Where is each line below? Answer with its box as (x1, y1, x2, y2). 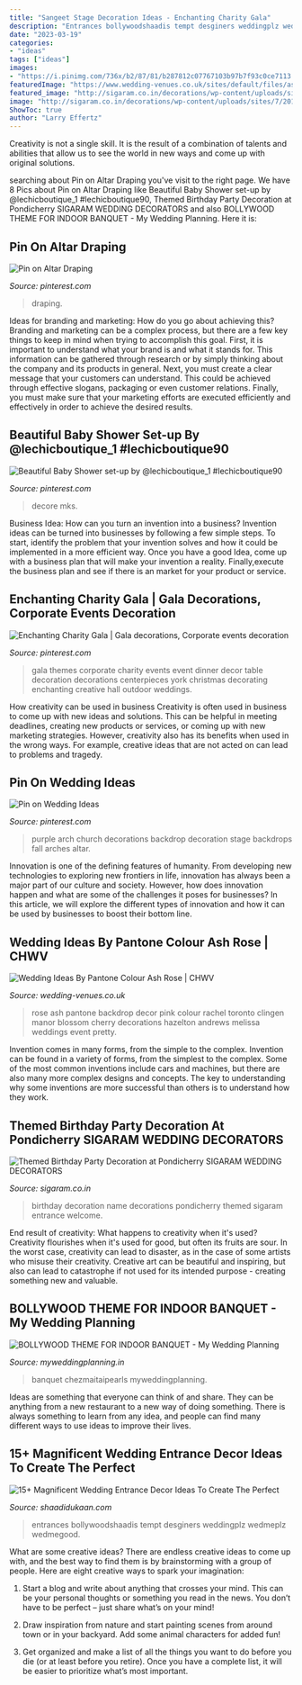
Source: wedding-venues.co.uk (9, 990, 126, 1001)
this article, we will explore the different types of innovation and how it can (9, 899, 285, 910)
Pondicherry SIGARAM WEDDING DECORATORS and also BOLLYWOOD (9, 203, 275, 214)
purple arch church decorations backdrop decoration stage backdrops (31, 833, 293, 844)
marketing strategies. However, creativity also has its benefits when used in (9, 730, 289, 741)
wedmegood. (31, 1528, 81, 1539)
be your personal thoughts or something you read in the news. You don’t (22, 1592, 291, 1603)
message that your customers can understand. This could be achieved (9, 373, 271, 383)
